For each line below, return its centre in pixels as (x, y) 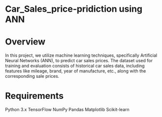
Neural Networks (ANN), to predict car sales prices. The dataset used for (79, 61)
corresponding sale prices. (32, 76)
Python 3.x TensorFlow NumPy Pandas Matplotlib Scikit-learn (67, 110)
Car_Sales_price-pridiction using (74, 9)
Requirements (34, 96)
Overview (25, 42)
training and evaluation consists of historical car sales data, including (75, 66)
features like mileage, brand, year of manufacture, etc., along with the (76, 71)
